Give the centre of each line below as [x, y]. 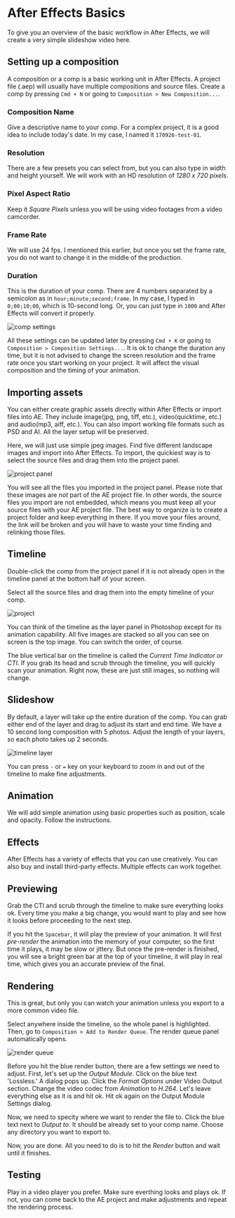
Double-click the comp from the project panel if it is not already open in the [116, 571]
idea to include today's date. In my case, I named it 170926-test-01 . [105, 135]
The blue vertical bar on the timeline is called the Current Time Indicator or [115, 655]
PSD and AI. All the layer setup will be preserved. [78, 432]
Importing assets [45, 392]
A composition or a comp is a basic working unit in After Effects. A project [114, 79]
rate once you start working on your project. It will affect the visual [103, 363]
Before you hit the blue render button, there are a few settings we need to [113, 1066]
